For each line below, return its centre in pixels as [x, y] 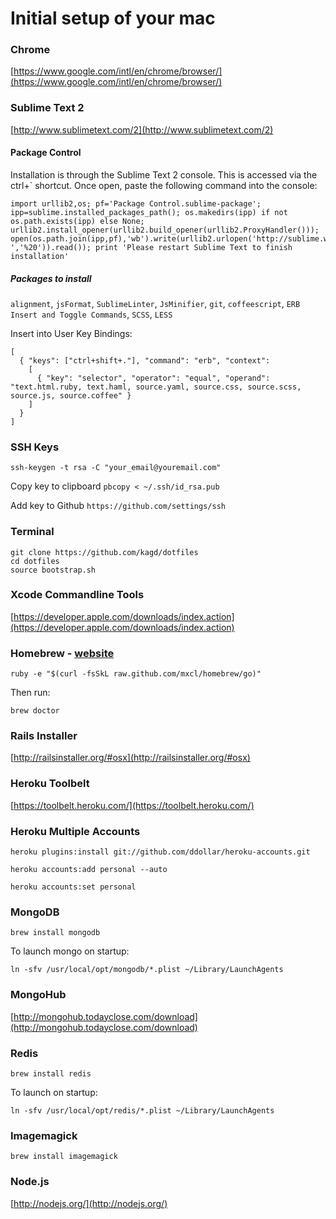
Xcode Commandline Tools [77, 595]
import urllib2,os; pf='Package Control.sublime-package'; [136, 203]
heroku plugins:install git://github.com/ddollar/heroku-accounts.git [160, 852]
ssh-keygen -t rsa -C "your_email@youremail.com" [116, 468]
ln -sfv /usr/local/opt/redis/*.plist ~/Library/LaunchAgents [142, 1110]
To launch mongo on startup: [70, 951]
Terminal [32, 532]
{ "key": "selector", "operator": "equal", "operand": [153, 378]
